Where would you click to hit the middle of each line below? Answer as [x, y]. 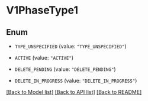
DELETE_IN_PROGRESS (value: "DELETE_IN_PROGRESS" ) [76, 81]
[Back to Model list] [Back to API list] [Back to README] [74, 92]
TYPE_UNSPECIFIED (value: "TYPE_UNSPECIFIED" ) [70, 46]
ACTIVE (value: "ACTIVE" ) [44, 58]
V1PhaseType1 [42, 10]
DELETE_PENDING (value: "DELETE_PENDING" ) [65, 69]
